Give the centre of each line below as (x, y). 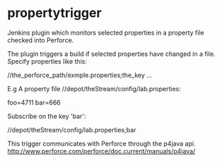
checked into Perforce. (41, 40)
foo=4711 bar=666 (34, 102)
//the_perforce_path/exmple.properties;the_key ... (80, 75)
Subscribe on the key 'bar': (47, 116)
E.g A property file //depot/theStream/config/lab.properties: (94, 88)
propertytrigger (54, 13)
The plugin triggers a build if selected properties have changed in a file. (111, 54)
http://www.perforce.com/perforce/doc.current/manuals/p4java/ (101, 151)
